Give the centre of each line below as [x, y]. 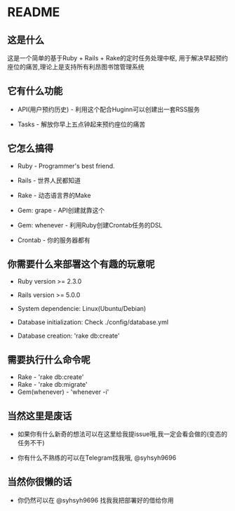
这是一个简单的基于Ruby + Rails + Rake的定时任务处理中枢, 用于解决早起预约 [118, 58]
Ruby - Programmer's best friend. [66, 166]
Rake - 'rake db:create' [51, 377]
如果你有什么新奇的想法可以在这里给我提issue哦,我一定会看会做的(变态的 [122, 434]
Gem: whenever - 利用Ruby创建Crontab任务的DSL [90, 225]
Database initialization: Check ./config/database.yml [93, 322]
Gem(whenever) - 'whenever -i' [63, 392]
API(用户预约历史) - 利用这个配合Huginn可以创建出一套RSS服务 [108, 109]
